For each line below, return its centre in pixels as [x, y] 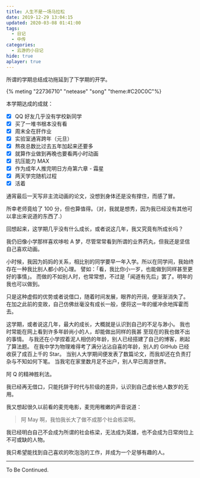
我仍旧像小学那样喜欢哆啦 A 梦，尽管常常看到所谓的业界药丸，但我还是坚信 [98, 241]
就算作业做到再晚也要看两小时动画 [57, 153]
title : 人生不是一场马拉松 [36, 12]
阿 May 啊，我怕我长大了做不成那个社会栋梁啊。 [79, 420]
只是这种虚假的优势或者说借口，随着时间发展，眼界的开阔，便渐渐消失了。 [97, 297]
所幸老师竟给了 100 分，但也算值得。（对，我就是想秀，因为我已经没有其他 [97, 209]
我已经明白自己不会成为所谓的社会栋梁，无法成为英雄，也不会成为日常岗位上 [100, 432]
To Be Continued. [27, 470]
